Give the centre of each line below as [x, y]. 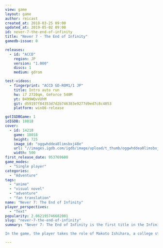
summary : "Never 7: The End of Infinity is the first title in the [75, 225]
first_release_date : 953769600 [37, 157]
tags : [10, 180]
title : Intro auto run [37, 90]
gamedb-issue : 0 [21, 41]
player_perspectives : [27, 207]
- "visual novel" [27, 189]
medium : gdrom [28, 72]
